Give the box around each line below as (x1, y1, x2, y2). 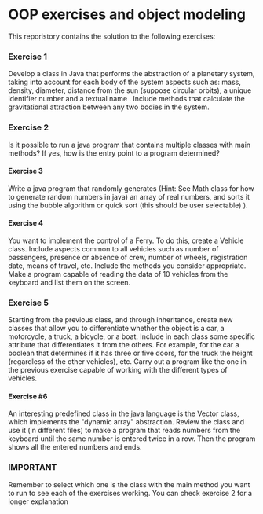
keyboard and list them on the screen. (8, 277, 131, 287)
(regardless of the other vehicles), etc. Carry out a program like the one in (8, 357, 247, 366)
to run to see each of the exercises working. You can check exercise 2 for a (8, 488, 253, 497)
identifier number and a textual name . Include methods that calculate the (8, 94, 245, 104)
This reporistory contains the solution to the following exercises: (8, 31, 216, 41)
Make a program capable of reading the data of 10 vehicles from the (8, 269, 228, 278)
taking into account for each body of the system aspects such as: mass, (8, 77, 242, 87)
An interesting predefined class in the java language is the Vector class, (8, 409, 239, 418)
